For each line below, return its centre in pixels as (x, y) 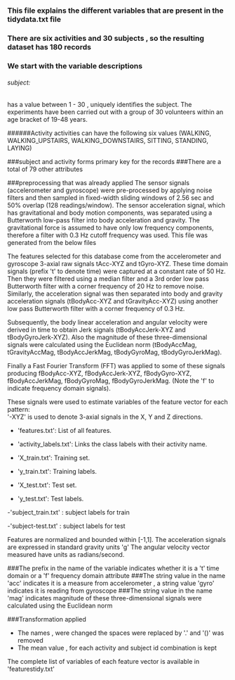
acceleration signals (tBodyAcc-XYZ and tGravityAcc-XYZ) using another (113, 301)
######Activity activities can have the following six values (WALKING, (109, 133)
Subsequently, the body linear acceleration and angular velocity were (108, 322)
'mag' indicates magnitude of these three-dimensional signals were (105, 598)
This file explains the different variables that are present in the (115, 11)
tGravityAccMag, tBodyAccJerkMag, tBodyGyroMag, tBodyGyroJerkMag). (115, 352)
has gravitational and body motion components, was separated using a (110, 213)
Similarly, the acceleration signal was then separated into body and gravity (115, 294)
